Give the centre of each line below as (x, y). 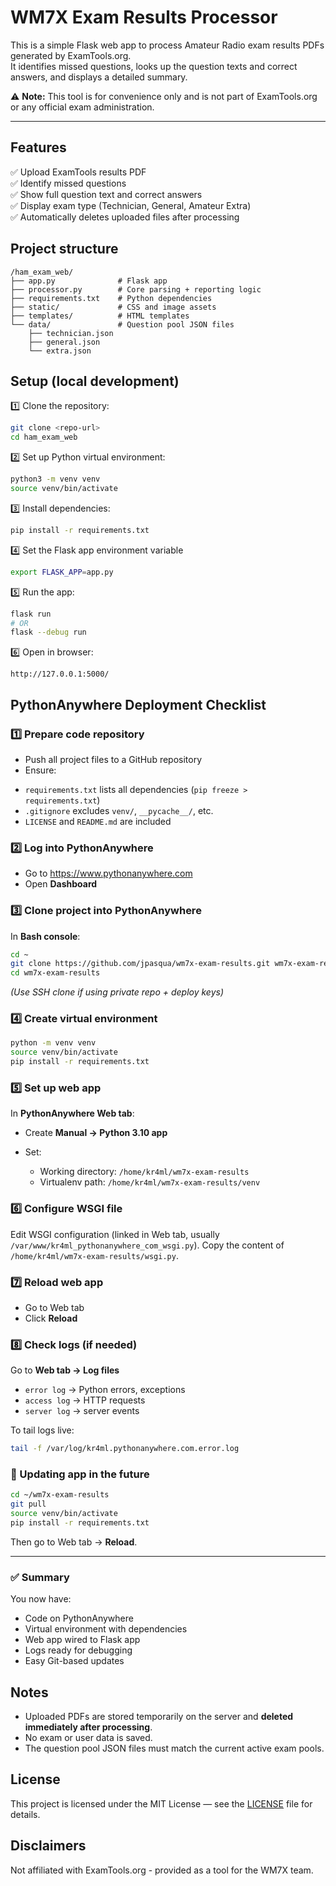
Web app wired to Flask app (82, 1640)
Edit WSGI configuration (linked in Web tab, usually (115, 1234)
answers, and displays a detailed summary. (99, 77)
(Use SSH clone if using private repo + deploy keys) (117, 992)
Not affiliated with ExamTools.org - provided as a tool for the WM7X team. (162, 1870)
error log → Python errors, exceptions (105, 1390)
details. (25, 1814)
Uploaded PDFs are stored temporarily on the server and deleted (159, 1717)
